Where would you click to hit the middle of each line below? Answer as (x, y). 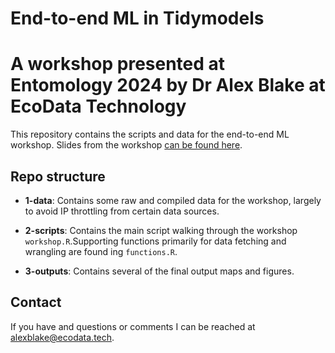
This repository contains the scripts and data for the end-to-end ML (150, 134)
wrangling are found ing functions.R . (101, 251)
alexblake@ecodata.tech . (62, 337)
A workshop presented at (118, 64)
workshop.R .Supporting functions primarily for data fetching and (155, 241)
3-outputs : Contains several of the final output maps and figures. (159, 271)
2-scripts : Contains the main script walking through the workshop (161, 230)
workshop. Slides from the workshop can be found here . (126, 145)
